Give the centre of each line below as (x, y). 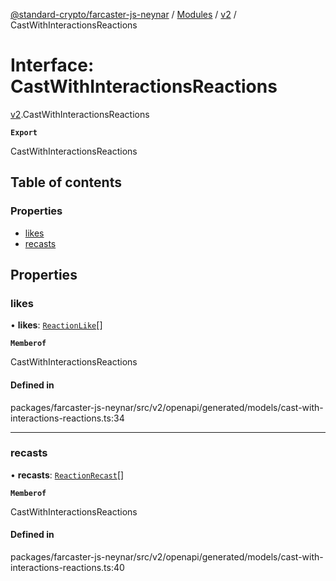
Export (24, 132)
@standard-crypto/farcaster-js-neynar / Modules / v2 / (123, 14)
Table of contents (66, 182)
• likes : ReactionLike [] (56, 325)
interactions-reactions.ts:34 (67, 418)
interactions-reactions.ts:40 (67, 568)
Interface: (52, 65)
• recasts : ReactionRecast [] (67, 475)
